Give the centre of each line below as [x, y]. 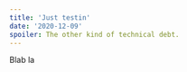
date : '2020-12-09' [46, 26]
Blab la [22, 60]
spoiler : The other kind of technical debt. [94, 34]
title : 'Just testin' [50, 18]
